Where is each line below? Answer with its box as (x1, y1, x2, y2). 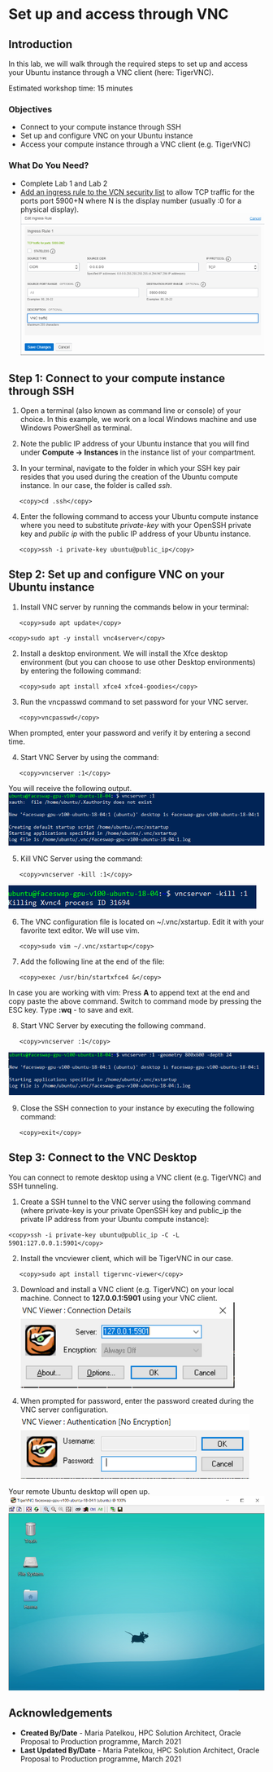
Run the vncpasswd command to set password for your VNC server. (19, 697, 249, 706)
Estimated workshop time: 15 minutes (8, 83, 133, 93)
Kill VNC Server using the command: (19, 853, 143, 864)
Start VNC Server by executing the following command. (19, 1020, 206, 1031)
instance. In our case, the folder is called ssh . (19, 481, 172, 490)
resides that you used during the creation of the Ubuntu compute (19, 472, 238, 481)
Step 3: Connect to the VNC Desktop (8, 1150, 197, 1165)
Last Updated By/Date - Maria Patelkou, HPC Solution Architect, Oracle (19, 1745, 260, 1755)
